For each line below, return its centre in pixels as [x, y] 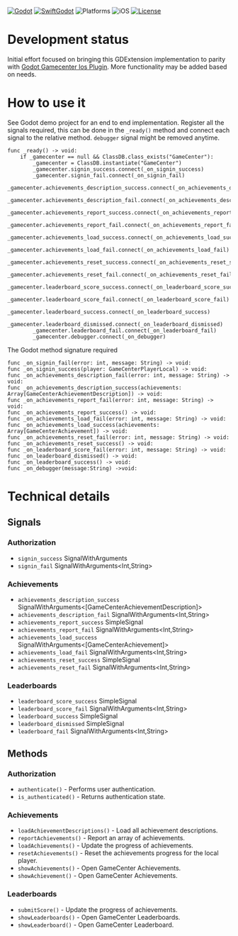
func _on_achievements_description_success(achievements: [95, 388]
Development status [68, 40]
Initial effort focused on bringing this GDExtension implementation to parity [117, 59]
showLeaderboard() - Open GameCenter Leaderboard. [96, 925]
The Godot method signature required [63, 350]
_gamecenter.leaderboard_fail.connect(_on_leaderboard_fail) [125, 330]
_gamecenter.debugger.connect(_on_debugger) [100, 337]
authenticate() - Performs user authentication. [86, 789]
